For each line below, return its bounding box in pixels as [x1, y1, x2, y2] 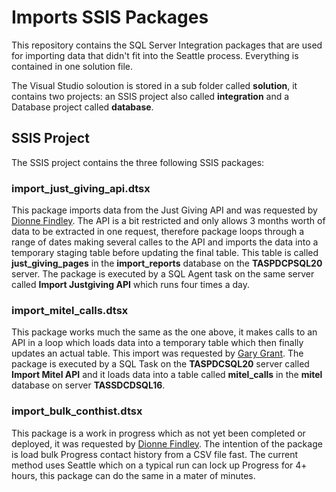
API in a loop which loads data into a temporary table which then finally [11, 337, 304, 349]
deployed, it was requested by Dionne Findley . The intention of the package [11, 437, 323, 450]
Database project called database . [11, 101, 154, 113]
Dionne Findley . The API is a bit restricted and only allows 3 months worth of [11, 215, 326, 227]
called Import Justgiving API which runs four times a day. [11, 279, 251, 291]
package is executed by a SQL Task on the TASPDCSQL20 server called [11, 358, 310, 370]
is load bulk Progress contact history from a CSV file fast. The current [11, 448, 299, 460]
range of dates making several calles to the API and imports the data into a [11, 236, 319, 248]
